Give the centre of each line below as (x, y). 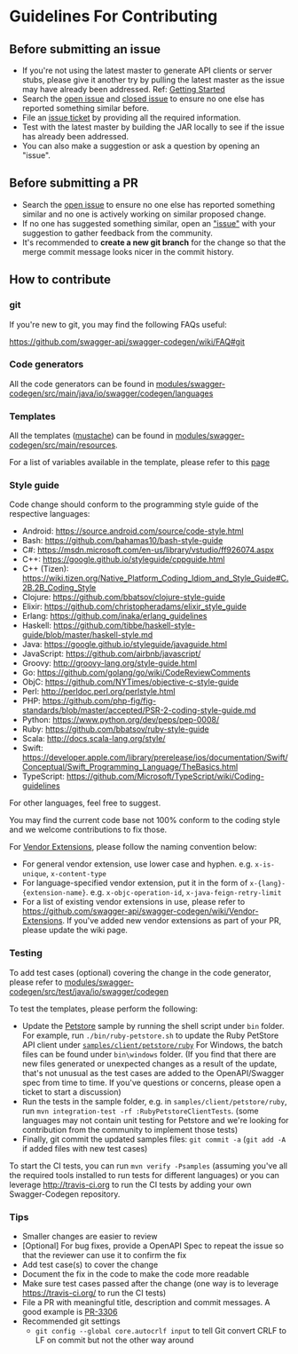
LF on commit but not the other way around (114, 1340)
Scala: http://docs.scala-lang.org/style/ (94, 739)
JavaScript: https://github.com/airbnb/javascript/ (111, 653)
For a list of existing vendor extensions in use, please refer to (133, 902)
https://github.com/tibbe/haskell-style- (124, 626)
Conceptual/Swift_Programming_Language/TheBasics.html (130, 767)
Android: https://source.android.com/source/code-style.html (133, 531)
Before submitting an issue (85, 49)
